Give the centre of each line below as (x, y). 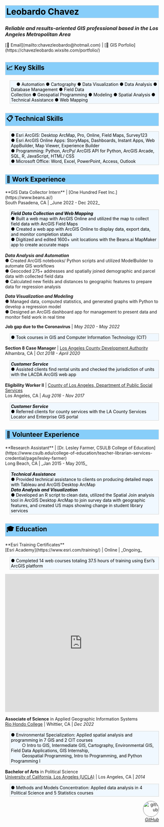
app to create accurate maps (40, 244)
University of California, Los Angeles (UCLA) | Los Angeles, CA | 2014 (75, 777)
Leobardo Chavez (43, 12)
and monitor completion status (41, 234)
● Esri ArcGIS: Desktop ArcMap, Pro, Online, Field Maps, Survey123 (79, 135)
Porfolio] (127, 45)
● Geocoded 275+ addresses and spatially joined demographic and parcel (80, 271)
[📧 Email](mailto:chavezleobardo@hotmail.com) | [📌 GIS (61, 45)
